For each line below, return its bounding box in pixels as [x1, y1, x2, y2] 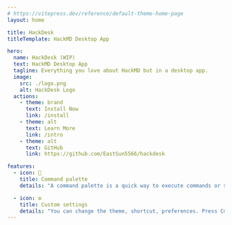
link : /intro [25, 131, 64, 138]
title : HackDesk [7, 29, 54, 36]
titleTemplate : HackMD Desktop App [7, 35, 110, 42]
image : [13, 73, 32, 80]
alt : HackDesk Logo [19, 86, 76, 93]
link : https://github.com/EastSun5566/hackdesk [25, 150, 166, 157]
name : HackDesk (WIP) [13, 55, 76, 61]
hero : [7, 48, 23, 55]
